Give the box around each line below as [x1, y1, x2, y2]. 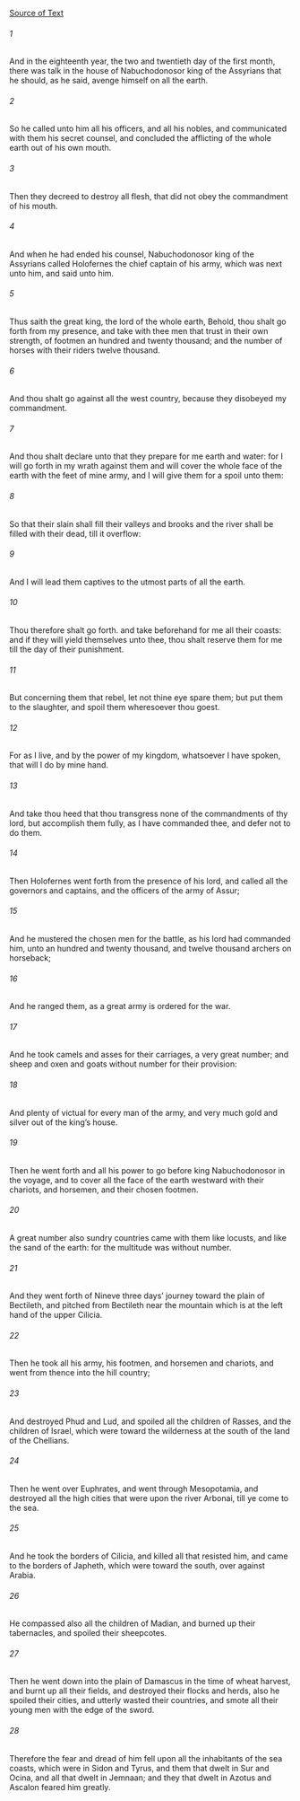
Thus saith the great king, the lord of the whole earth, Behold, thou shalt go [9, 316, 287, 327]
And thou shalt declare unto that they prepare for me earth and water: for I [9, 451, 284, 461]
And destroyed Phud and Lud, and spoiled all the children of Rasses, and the [9, 1416, 292, 1427]
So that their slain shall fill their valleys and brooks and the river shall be [9, 518, 274, 529]
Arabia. [9, 1570, 36, 1581]
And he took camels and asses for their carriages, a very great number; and [9, 1050, 289, 1060]
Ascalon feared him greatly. [9, 1781, 111, 1792]
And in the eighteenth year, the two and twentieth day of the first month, [9, 56, 276, 66]
